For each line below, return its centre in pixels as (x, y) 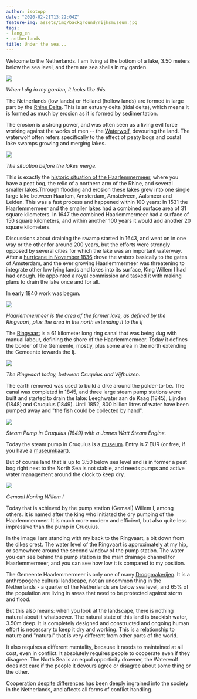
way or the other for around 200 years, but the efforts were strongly (88, 245)
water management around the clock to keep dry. (66, 474)
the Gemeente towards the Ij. (41, 352)
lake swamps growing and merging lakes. (56, 143)
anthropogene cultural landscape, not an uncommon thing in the (84, 581)
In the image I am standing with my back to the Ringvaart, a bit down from (95, 538)
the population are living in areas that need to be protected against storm (94, 593)
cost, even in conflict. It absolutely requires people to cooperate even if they (98, 653)
